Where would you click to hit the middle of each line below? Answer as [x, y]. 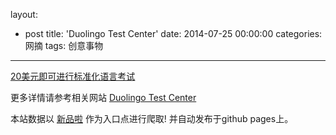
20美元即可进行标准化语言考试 [73, 76]
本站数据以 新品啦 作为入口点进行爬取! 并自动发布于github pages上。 [152, 118]
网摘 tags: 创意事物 [64, 45]
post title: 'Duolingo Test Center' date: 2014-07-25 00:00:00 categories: [173, 33]
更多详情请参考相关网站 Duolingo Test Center [103, 97]
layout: [24, 14]
